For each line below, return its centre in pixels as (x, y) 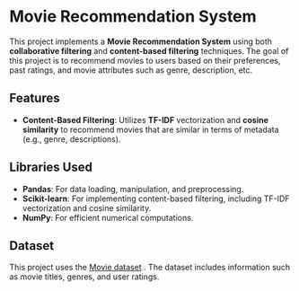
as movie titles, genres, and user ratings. (84, 277)
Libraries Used (51, 168)
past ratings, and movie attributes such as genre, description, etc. (131, 70)
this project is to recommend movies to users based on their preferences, (145, 60)
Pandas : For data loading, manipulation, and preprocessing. (133, 189)
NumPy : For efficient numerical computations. (108, 217)
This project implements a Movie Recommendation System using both (141, 41)
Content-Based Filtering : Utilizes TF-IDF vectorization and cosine (145, 119)
